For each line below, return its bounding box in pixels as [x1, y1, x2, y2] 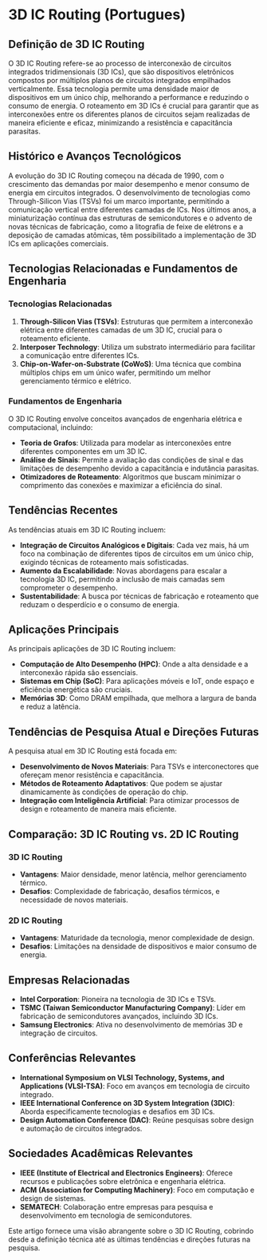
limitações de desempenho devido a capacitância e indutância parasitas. [19, 463, 259, 473]
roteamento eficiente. [19, 333, 91, 343]
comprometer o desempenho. [19, 582, 118, 592]
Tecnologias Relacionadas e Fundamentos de [8, 262, 238, 276]
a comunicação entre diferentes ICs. [19, 350, 139, 360]
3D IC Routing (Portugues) [8, 6, 186, 24]
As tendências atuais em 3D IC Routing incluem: [8, 525, 166, 535]
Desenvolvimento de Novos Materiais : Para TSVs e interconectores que [19, 761, 259, 772]
